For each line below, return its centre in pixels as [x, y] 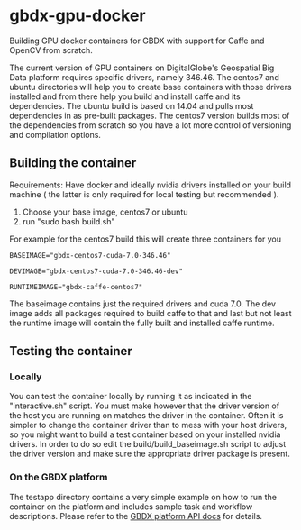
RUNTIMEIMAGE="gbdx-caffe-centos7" [76, 287]
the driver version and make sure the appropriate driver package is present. [150, 454]
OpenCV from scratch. [51, 50]
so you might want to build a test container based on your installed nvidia [145, 434]
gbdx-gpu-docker [78, 16]
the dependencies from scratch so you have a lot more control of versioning [150, 125]
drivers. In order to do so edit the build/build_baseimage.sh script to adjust [148, 444]
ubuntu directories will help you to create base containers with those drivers [150, 87]
